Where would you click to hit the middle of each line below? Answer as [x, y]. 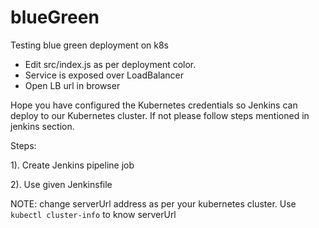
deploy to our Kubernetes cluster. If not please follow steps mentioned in [160, 115]
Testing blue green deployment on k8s [89, 45]
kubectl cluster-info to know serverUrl [93, 214]
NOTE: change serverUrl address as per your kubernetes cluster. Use [153, 203]
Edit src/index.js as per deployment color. [110, 64]
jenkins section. [42, 126]
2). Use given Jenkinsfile [61, 184]
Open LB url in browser [72, 85]
